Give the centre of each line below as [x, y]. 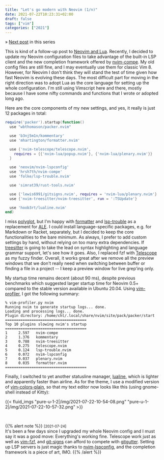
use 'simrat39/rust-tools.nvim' [43, 185]
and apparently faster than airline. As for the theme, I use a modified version [82, 382]
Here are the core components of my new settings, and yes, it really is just [80, 108]
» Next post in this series [30, 42]
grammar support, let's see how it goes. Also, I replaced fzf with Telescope [81, 253]
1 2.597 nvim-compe [31, 333]
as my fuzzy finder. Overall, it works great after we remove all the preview [80, 258]
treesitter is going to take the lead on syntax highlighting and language [76, 248]
